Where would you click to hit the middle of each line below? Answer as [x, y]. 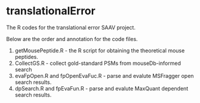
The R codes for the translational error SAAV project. [71, 27]
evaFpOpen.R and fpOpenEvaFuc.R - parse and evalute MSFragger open [104, 76]
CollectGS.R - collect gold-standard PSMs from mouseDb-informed [98, 63]
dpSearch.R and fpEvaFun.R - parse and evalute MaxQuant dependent [101, 88]
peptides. [27, 57]
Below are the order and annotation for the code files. [72, 39]
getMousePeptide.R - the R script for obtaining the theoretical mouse [100, 50]
